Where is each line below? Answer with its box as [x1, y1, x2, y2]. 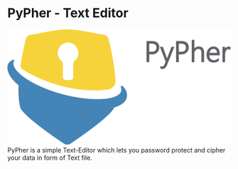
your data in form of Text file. [7, 153, 92, 162]
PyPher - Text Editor [7, 5, 129, 21]
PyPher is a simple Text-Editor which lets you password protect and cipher [7, 146, 226, 155]
